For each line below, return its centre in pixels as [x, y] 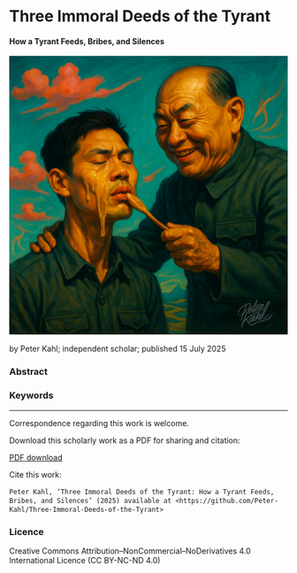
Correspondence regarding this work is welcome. [99, 423]
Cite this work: [35, 474]
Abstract [29, 371]
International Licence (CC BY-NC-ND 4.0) [85, 560]
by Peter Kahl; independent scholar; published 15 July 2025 [118, 349]
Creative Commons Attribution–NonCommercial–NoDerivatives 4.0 [130, 551]
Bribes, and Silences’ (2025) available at [91, 500]
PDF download [36, 457]
